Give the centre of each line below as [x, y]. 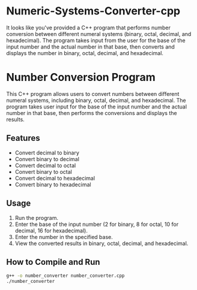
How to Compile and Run [53, 262]
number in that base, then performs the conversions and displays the [92, 113]
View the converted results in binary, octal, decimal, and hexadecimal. [102, 243]
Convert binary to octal [43, 171]
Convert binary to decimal [47, 159]
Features [23, 138]
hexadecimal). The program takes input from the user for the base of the [96, 40]
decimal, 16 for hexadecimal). [51, 230]
